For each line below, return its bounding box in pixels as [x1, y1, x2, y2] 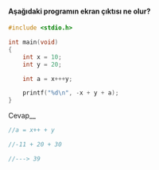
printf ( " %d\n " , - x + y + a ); [22, 89, 119, 97]
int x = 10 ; [22, 52, 62, 61]
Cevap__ [8, 111, 37, 121]
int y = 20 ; [22, 60, 62, 68]
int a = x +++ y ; [22, 75, 73, 83]
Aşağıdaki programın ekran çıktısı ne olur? [8, 6, 151, 16]
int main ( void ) [8, 38, 59, 47]
